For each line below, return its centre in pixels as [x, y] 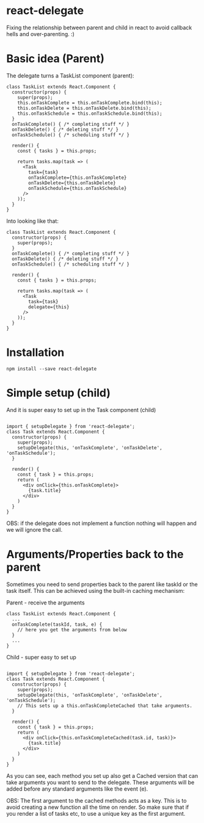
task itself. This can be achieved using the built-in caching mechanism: [96, 590]
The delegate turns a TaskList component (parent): [70, 75]
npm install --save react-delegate [52, 369]
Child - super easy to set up [41, 657]
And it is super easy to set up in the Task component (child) [81, 410]
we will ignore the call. [35, 529]
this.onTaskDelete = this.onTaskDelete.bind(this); [84, 108]
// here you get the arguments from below [72, 629]
